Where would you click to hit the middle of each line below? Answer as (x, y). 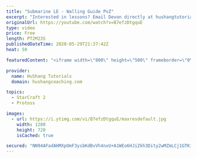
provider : (18, 71)
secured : (17, 146)
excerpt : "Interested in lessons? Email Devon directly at (80, 17)
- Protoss (23, 103)
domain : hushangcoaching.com (47, 82)
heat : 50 (17, 50)
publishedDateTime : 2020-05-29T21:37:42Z (57, 44)
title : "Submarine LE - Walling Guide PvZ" (60, 11)
